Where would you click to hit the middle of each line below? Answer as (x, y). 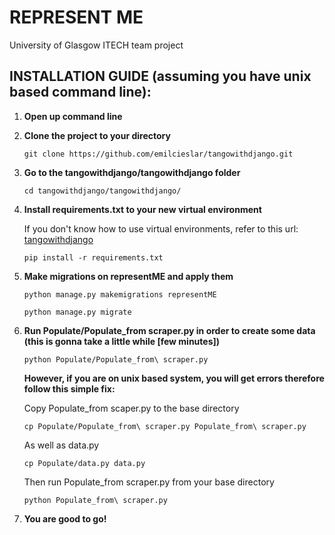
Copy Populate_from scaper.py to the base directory (131, 408)
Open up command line (73, 116)
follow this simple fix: (69, 388)
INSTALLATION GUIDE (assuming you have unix (160, 76)
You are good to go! (65, 518)
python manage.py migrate (77, 312)
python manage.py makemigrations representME (120, 294)
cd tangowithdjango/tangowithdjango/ (102, 191)
